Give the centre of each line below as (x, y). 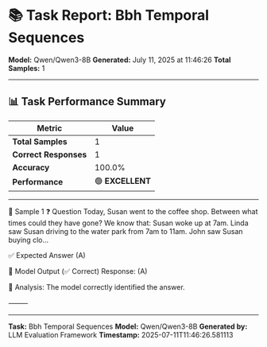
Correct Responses (50, 154)
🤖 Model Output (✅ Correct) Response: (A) (78, 271)
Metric (50, 128)
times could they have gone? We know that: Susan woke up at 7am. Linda (128, 223)
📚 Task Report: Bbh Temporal (108, 16)
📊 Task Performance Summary (87, 101)
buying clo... (29, 240)
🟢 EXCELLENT (122, 181)
